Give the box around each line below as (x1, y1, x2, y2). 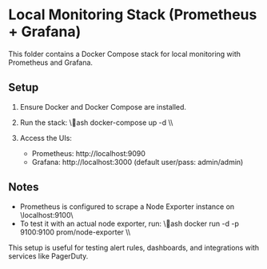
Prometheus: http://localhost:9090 (31, 148, 146, 158)
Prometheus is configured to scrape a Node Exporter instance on (19, 202, 235, 211)
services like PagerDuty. (8, 251, 89, 261)
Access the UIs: (19, 133, 72, 143)
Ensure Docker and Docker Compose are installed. (19, 102, 186, 111)
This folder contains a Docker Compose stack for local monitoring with (8, 49, 241, 58)
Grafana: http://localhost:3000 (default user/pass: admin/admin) (31, 157, 244, 167)
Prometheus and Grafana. (8, 58, 94, 67)
